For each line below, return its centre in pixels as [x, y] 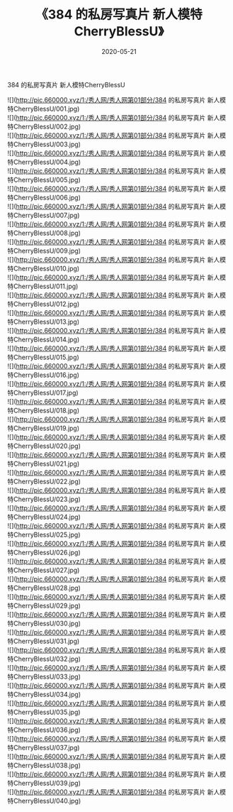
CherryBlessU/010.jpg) [46, 268]
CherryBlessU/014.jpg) [46, 339]
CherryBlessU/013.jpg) [46, 322]
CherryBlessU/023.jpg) [47, 499]
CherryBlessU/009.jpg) [47, 251]
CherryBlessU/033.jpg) [47, 676]
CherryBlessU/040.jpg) [47, 801]
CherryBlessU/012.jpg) [46, 304]
